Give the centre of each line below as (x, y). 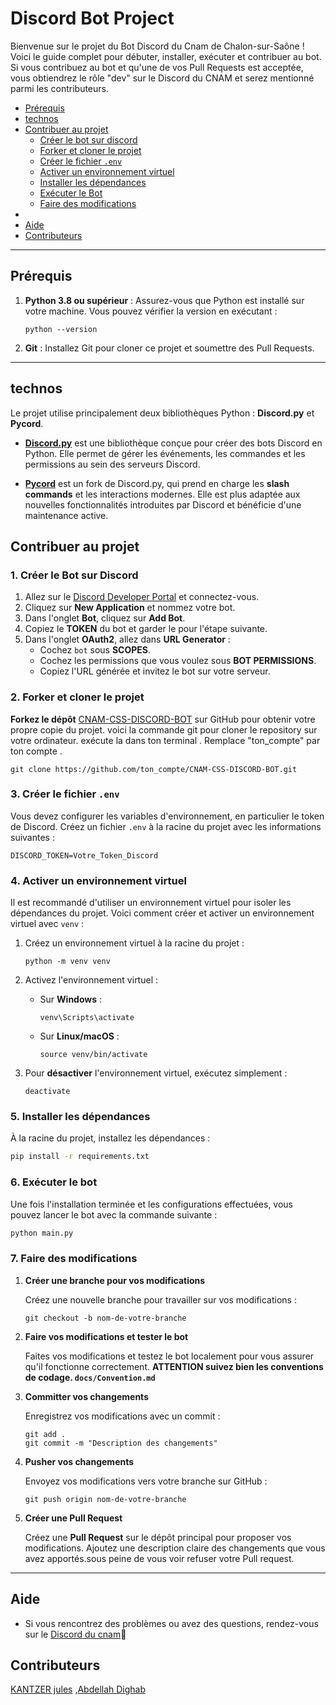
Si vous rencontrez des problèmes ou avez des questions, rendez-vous (171, 1623)
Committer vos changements (86, 1396)
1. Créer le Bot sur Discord (74, 575)
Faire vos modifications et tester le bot (106, 1336)
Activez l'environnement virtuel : (91, 980)
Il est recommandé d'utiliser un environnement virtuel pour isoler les (151, 903)
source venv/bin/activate (93, 1055)
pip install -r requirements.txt (80, 1157)
